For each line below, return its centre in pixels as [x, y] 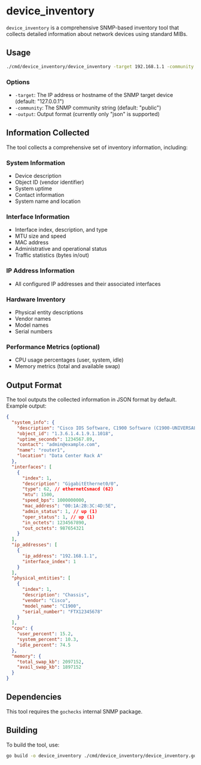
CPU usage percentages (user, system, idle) [69, 360]
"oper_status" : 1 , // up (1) [58, 517]
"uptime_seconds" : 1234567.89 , [56, 439]
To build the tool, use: [33, 745]
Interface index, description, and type [61, 230]
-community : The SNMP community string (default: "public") [88, 107]
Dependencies [34, 697]
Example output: [26, 406]
